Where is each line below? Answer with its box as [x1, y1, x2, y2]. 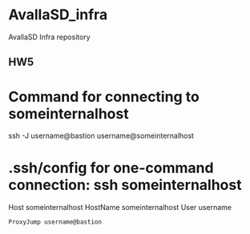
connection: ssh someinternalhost [8, 176, 242, 194]
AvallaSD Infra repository [8, 32, 91, 42]
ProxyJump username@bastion [8, 218, 103, 226]
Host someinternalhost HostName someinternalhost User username [8, 203, 232, 212]
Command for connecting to [8, 87, 200, 106]
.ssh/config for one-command [8, 159, 214, 177]
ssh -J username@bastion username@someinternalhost [8, 131, 195, 141]
